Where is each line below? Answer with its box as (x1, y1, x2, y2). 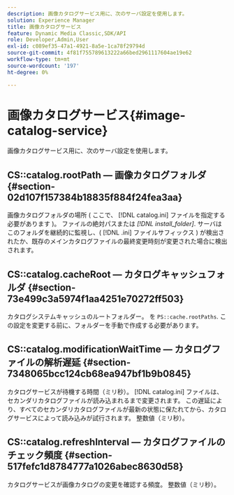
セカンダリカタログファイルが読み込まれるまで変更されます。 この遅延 (7, 396, 211, 405)
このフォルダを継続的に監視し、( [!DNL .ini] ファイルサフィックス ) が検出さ (7, 228, 225, 237)
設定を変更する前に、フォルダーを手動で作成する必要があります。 (13, 321, 203, 330)
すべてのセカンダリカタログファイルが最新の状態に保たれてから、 (19, 405, 208, 413)
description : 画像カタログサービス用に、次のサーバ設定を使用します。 (7, 10, 188, 18)
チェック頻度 (7, 449, 63, 461)
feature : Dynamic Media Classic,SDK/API (7, 29, 127, 37)
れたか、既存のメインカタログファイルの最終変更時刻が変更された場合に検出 (7, 237, 228, 246)
